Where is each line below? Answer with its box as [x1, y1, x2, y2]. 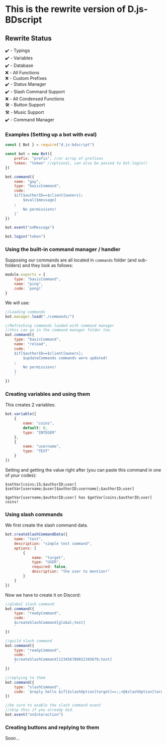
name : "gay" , [14, 179, 41, 184]
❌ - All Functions [5, 70, 40, 75]
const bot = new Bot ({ [5, 151, 52, 157]
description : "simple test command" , [14, 541, 92, 546]
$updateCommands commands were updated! [23, 355, 108, 360]
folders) [5, 262, 21, 268]
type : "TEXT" [23, 449, 50, 454]
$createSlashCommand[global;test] [14, 620, 85, 625]
